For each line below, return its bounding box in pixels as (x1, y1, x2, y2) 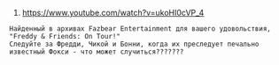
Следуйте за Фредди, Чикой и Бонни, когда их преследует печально (9, 40, 260, 48)
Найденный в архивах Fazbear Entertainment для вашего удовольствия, (9, 25, 272, 33)
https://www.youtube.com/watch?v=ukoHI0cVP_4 (21, 8, 205, 18)
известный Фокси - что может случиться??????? (9, 47, 184, 56)
